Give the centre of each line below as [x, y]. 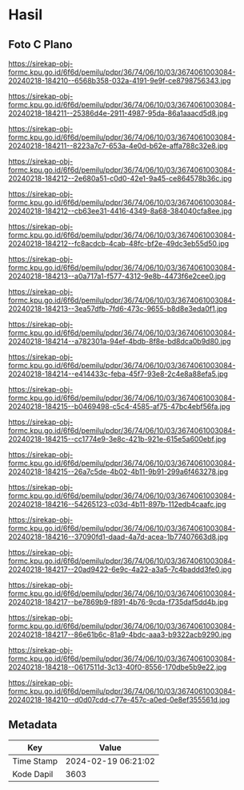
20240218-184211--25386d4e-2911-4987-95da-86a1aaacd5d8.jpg [118, 113]
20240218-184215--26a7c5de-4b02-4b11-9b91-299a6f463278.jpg [118, 472]
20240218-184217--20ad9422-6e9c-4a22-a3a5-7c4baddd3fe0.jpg [120, 569]
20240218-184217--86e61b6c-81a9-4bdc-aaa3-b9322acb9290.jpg [120, 634]
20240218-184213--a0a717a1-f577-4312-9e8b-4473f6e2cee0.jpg [117, 276]
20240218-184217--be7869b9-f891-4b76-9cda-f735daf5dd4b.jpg [118, 602]
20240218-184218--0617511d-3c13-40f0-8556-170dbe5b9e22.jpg [118, 667]
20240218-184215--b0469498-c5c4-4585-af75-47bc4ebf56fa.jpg [119, 406]
